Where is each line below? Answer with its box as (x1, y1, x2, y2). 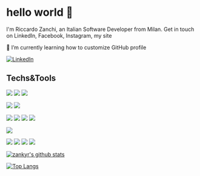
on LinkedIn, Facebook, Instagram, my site (6, 32, 112, 39)
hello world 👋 (6, 5, 73, 19)
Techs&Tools (6, 73, 56, 84)
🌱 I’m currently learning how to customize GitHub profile (6, 44, 147, 51)
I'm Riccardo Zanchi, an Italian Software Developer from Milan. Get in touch (6, 25, 195, 33)
